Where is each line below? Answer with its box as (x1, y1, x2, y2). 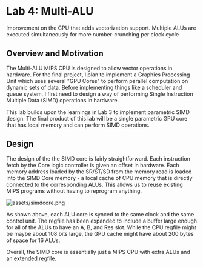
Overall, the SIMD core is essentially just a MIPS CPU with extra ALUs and (6, 248, 191, 255)
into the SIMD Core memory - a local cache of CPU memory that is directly (6, 174, 193, 181)
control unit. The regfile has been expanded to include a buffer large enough (6, 217, 198, 224)
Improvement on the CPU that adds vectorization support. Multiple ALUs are (6, 24, 197, 32)
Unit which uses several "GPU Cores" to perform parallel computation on (6, 77, 188, 84)
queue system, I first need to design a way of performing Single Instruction (6, 90, 193, 98)
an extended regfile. (6, 255, 56, 262)
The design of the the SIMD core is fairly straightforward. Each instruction (6, 155, 191, 162)
